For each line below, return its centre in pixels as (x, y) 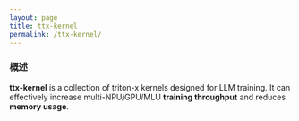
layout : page (34, 17)
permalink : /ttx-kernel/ (56, 34)
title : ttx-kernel (43, 26)
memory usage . (39, 106)
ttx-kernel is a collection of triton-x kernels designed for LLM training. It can (150, 87)
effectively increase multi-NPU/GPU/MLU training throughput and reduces (148, 97)
